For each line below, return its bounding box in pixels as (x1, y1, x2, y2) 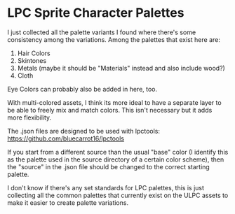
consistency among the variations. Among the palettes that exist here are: (7, 35, 221, 43)
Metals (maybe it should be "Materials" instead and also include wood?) (17, 64, 226, 72)
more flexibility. (7, 113, 52, 122)
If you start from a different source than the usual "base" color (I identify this (7, 148, 229, 156)
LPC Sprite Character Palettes (7, 5, 184, 21)
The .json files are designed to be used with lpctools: (7, 127, 160, 135)
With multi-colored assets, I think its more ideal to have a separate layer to (7, 98, 222, 106)
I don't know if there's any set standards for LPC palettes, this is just (7, 183, 205, 192)
